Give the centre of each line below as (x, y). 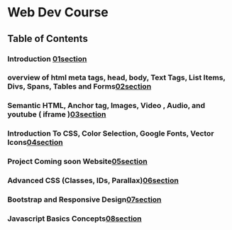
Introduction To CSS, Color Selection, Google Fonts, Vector (111, 133)
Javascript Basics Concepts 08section (74, 219)
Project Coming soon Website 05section (77, 162)
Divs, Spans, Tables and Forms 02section (79, 87)
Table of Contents (48, 39)
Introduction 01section (47, 59)
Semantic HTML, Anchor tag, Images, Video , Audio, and (106, 106)
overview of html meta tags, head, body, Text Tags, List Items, (116, 77)
